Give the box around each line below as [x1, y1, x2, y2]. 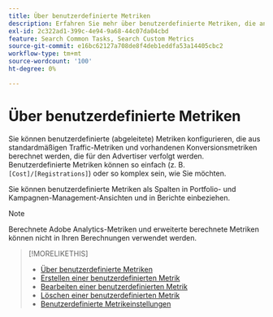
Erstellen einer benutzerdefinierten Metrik [40, 273, 180, 283]
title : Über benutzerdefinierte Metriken [8, 11, 151, 20]
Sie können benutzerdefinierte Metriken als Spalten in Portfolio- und [8, 184, 236, 193]
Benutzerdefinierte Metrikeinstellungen [40, 298, 171, 309]
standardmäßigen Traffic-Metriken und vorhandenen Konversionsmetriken [8, 142, 258, 152]
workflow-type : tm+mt [8, 50, 82, 58]
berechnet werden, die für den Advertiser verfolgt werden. [8, 151, 205, 161]
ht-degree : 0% [8, 65, 57, 73]
